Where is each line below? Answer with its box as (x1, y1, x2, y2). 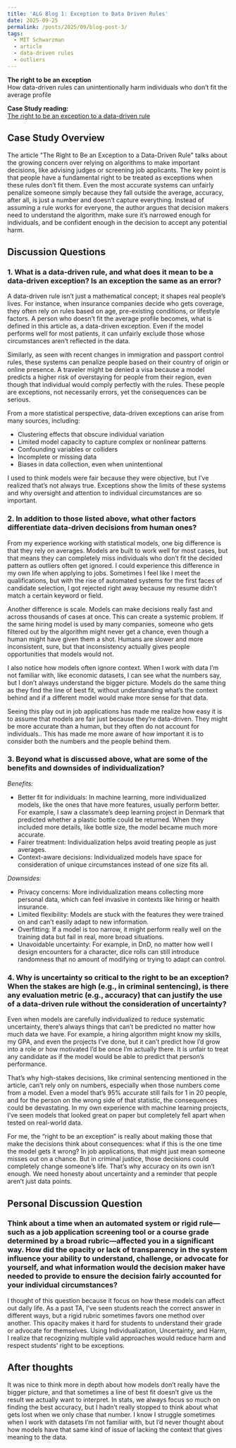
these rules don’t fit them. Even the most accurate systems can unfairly (7, 180, 214, 189)
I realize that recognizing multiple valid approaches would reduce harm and (7, 1333, 227, 1342)
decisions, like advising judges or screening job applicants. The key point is (7, 166, 227, 174)
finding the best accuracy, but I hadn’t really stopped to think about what (7, 1403, 218, 1411)
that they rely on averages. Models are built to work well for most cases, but (7, 546, 228, 555)
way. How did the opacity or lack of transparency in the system (7, 1245, 228, 1255)
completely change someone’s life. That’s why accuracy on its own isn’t (7, 1162, 215, 1170)
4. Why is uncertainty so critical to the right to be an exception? (7, 972, 229, 982)
